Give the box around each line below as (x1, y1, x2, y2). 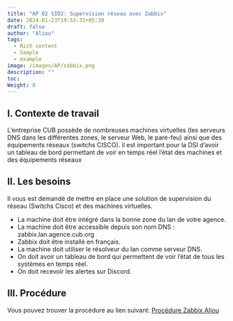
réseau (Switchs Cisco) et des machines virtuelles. (7, 202, 153, 210)
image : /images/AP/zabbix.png (7, 62, 96, 69)
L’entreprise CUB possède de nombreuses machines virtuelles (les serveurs (7, 126, 225, 135)
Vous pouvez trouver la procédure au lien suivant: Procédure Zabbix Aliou (7, 306, 220, 314)
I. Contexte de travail (7, 107, 100, 119)
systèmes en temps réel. (17, 260, 89, 268)
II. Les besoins (7, 176, 71, 188)
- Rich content (13, 43, 58, 50)
